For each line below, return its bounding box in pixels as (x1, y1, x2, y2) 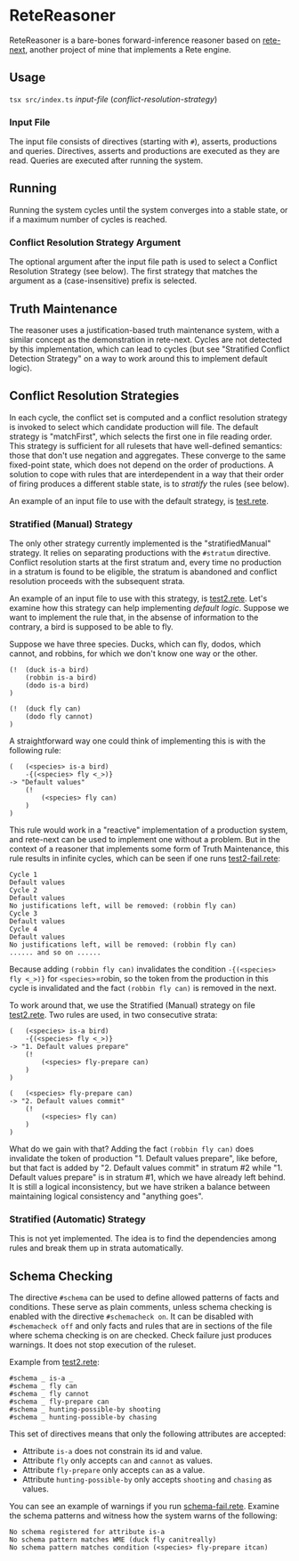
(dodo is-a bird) (25, 681, 90, 690)
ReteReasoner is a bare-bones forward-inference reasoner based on (9, 35, 261, 45)
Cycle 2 (9, 886, 38, 895)
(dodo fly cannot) (25, 712, 93, 721)
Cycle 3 (9, 909, 38, 918)
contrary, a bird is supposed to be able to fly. (9, 622, 174, 632)
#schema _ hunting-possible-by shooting (9, 1405, 162, 1414)
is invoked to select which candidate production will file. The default (9, 421, 259, 432)
